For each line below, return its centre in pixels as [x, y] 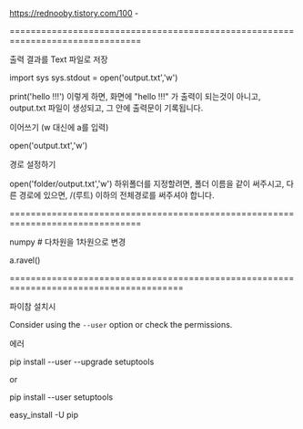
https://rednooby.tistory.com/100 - [74, 13]
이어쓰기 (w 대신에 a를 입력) [59, 127]
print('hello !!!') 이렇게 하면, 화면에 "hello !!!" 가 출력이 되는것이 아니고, [135, 96]
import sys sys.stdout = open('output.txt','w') [94, 78]
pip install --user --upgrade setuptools [82, 361]
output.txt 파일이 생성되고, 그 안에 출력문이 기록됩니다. [106, 108]
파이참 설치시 [33, 306]
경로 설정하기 [33, 164]
